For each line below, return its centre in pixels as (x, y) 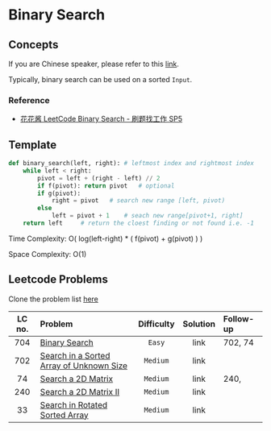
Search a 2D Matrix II (80, 392)
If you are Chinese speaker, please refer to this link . (94, 64)
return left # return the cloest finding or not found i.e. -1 (138, 223)
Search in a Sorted (75, 355)
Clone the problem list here (54, 299)
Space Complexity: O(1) (48, 254)
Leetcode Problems (58, 280)
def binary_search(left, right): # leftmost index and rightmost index (131, 164)
